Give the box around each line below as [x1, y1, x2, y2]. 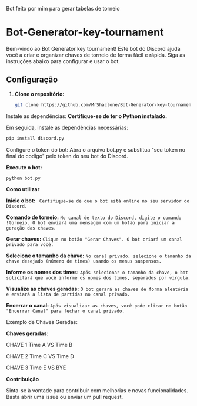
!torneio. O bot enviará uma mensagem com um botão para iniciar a [6, 220, 175, 226]
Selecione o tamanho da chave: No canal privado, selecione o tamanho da [6, 252, 191, 259]
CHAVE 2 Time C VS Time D [6, 353, 75, 360]
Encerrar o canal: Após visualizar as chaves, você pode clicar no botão [6, 302, 188, 309]
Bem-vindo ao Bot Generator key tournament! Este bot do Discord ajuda [6, 45, 181, 52]
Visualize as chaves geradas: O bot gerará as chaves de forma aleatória [6, 286, 189, 293]
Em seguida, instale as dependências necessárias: [6, 124, 128, 131]
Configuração [6, 75, 58, 85]
